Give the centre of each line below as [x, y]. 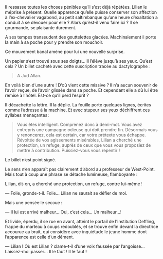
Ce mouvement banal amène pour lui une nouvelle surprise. [65, 52]
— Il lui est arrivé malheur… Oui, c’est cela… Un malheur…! [63, 212]
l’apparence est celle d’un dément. [40, 237]
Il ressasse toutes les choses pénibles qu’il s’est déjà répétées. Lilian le [76, 7]
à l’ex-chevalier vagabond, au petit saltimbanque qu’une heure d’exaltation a [81, 17]
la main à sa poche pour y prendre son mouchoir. [54, 42]
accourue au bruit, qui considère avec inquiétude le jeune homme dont [76, 232]
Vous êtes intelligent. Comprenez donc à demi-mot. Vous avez [80, 124]
